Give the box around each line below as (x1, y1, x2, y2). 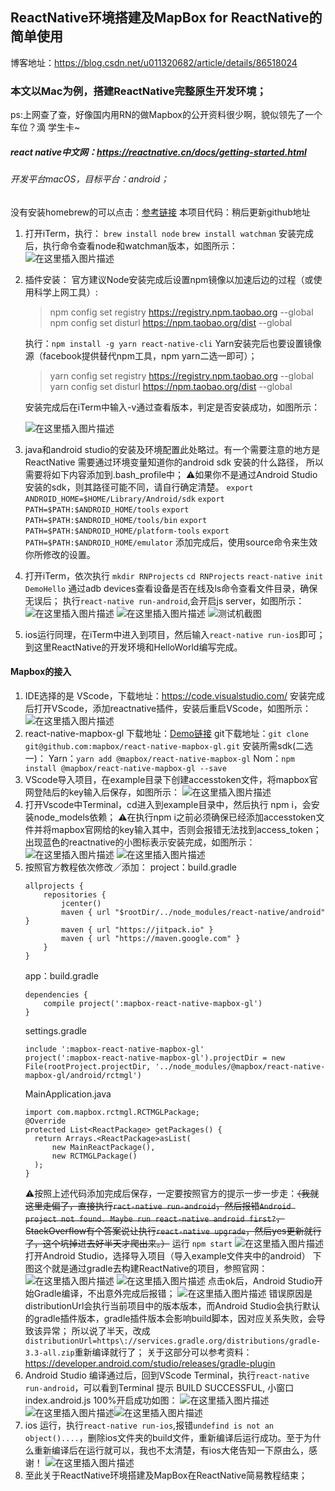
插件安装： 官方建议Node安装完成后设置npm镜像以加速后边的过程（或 (24, 273, 314, 285)
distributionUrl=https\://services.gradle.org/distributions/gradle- (24, 1336, 322, 1346)
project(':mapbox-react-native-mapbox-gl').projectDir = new (24, 1053, 286, 1063)
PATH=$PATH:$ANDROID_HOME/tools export (24, 504, 190, 515)
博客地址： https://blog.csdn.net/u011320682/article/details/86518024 (10, 56, 298, 68)
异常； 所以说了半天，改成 (42, 1324, 151, 1337)
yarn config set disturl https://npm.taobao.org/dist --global (49, 380, 293, 392)
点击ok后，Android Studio (207, 1274, 315, 1287)
